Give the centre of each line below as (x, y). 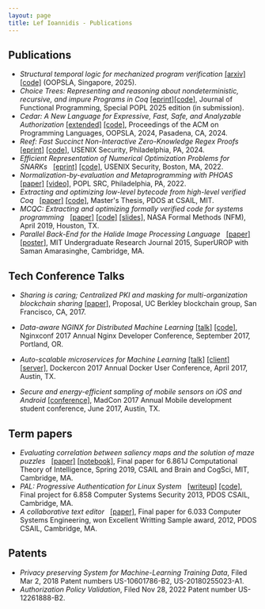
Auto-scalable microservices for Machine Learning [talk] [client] (125, 360)
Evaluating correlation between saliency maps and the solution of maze (137, 452)
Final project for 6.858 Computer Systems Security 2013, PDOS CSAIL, (135, 494)
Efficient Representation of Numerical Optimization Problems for (125, 159)
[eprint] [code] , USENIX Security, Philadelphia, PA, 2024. (112, 150)
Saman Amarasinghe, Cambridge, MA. (82, 251)
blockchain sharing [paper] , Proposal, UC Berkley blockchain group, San (138, 304)
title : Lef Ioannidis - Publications (70, 23)
